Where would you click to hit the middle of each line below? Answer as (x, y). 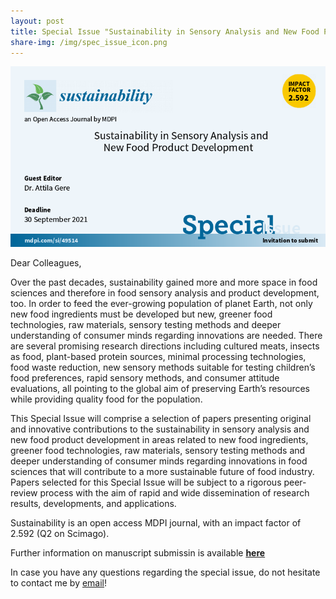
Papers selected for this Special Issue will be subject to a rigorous (146, 482)
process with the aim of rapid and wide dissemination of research (174, 492)
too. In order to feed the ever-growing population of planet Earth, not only (161, 303)
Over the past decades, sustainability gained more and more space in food (164, 282)
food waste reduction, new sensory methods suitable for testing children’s (163, 367)
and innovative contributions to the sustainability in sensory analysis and (160, 429)
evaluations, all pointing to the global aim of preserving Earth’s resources (160, 388)
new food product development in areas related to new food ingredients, (159, 439)
